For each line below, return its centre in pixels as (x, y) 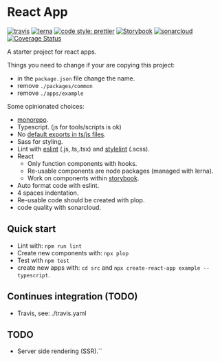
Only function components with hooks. (82, 163)
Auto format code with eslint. (58, 185)
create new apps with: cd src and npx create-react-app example (109, 267)
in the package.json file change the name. (76, 78)
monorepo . (33, 119)
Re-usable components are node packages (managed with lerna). (120, 171)
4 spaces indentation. (48, 193)
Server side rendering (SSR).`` (59, 351)
